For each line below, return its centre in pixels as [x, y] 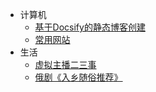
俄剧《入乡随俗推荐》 [78, 77]
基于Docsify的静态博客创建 [90, 27]
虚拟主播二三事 [65, 64]
